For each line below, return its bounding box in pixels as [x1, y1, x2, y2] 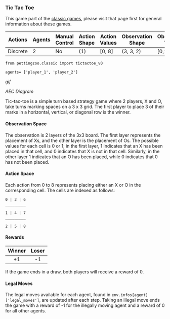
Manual [55, 33, 74, 40]
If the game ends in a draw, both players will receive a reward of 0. [5, 268, 144, 275]
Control [55, 40, 74, 47]
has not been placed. [5, 159, 50, 165]
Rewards [5, 234, 24, 240]
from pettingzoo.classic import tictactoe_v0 [5, 61, 103, 66]
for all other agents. [5, 308, 47, 314]
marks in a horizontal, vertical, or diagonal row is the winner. [5, 109, 131, 115]
